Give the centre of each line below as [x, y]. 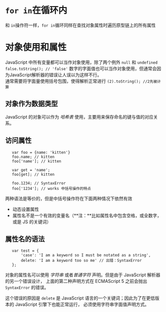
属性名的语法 [25, 239]
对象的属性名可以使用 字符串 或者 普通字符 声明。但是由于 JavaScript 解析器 [83, 275]
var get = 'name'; [31, 170]
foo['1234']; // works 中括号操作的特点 [51, 188]
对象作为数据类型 [31, 104]
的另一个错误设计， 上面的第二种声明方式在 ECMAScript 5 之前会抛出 [76, 281]
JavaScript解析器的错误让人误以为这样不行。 [55, 75]
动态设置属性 [25, 209]
